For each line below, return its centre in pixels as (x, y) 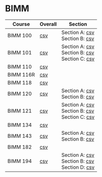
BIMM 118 (20, 82)
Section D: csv (78, 167)
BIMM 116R (21, 75)
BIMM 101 (20, 52)
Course (21, 24)
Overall (48, 24)
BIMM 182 (20, 147)
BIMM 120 (20, 94)
